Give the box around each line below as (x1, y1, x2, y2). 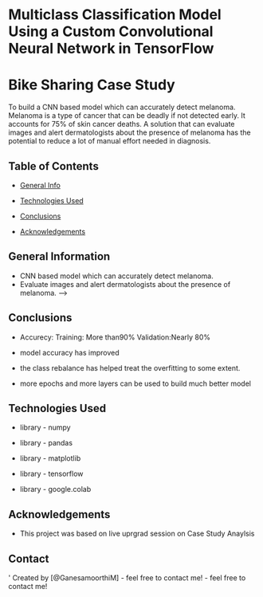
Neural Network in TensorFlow (8, 40, 214, 57)
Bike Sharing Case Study (8, 76, 175, 94)
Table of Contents (8, 159, 100, 173)
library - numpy (19, 422, 71, 432)
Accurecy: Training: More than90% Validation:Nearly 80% (19, 332, 211, 342)
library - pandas (19, 438, 73, 448)
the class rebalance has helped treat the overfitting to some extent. (19, 363, 241, 372)
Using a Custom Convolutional (8, 22, 214, 41)
